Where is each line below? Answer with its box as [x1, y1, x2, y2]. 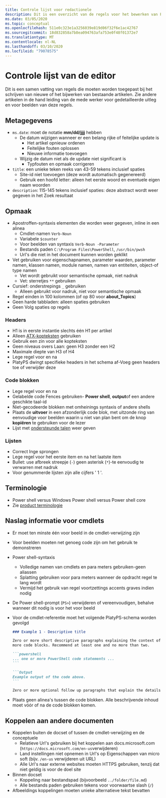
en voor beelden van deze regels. [5, 102, 73, 108]
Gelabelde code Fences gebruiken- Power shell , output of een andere [12, 393, 155, 399]
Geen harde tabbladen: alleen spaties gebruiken [12, 299, 110, 305]
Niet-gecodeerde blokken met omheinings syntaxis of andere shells [12, 404, 151, 410]
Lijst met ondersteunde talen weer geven [12, 425, 96, 431]
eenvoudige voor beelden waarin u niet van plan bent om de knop [12, 414, 147, 421]
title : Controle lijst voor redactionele [5, 7, 92, 12]
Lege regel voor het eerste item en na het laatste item [12, 454, 122, 460]
